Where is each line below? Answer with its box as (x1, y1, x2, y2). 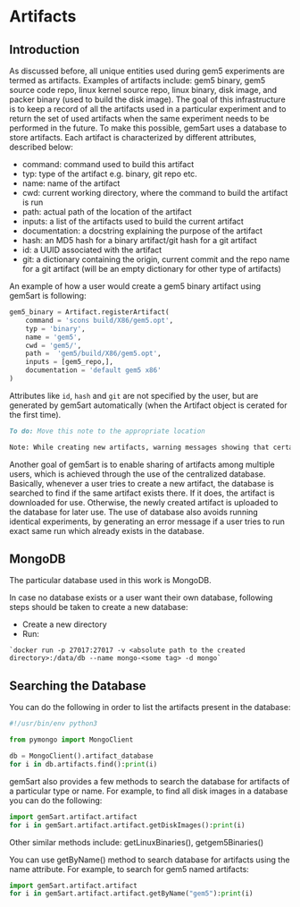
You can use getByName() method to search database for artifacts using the (9, 854, 290, 865)
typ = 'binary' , (25, 324, 87, 333)
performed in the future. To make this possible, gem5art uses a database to (9, 123, 287, 133)
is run (21, 197, 44, 208)
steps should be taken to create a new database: (9, 602, 189, 613)
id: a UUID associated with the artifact (21, 244, 162, 255)
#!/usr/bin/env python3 (9, 719, 98, 728)
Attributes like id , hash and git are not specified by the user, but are (9, 390, 259, 401)
